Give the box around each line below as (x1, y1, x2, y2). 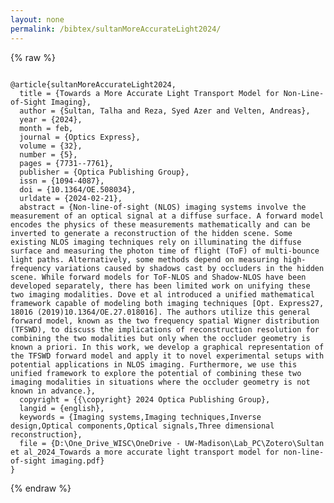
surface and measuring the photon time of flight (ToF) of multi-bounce (10, 246, 320, 256)
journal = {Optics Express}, (19, 132, 141, 142)
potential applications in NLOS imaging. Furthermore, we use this (10, 359, 298, 370)
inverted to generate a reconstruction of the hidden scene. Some (10, 228, 293, 238)
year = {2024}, (19, 114, 83, 125)
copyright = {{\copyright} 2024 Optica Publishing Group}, (19, 394, 271, 405)
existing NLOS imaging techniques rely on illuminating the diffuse (10, 237, 302, 247)
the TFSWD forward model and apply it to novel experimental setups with (10, 351, 325, 361)
